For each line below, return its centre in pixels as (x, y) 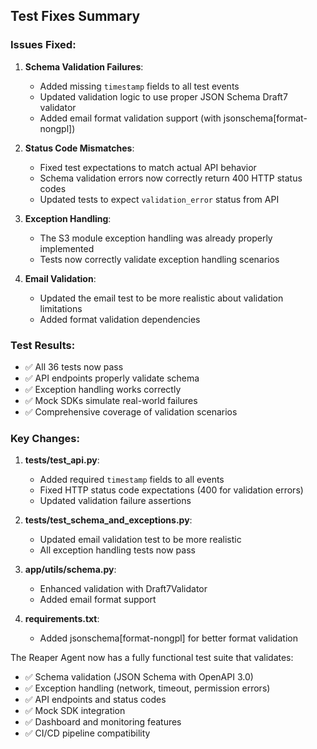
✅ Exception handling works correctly (103, 389)
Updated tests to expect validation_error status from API (159, 199)
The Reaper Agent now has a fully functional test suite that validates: (152, 658)
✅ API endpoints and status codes (95, 700)
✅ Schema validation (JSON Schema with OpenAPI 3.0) (139, 677)
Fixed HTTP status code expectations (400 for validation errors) (171, 490)
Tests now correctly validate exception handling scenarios (159, 259)
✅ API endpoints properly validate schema (112, 378)
